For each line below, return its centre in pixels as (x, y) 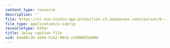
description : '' (22, 14)
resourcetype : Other (27, 28)
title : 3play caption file (34, 33)
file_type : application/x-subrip (40, 24)
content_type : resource (30, 10)
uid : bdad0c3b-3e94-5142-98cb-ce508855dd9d (52, 38)
